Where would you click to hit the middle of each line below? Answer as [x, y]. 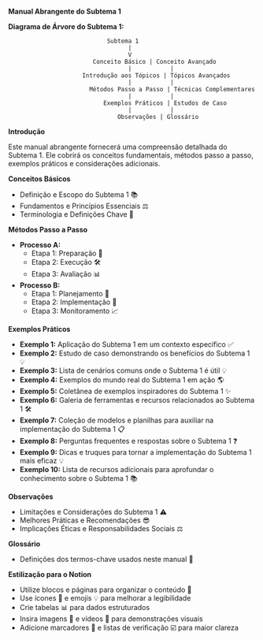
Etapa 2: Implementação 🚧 [74, 302]
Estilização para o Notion [50, 574]
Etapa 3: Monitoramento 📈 [75, 311]
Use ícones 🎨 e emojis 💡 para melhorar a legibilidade [105, 598]
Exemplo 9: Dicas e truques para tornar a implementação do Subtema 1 [135, 452]
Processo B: [40, 285]
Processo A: [40, 245]
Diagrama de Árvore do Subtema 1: [66, 26]
